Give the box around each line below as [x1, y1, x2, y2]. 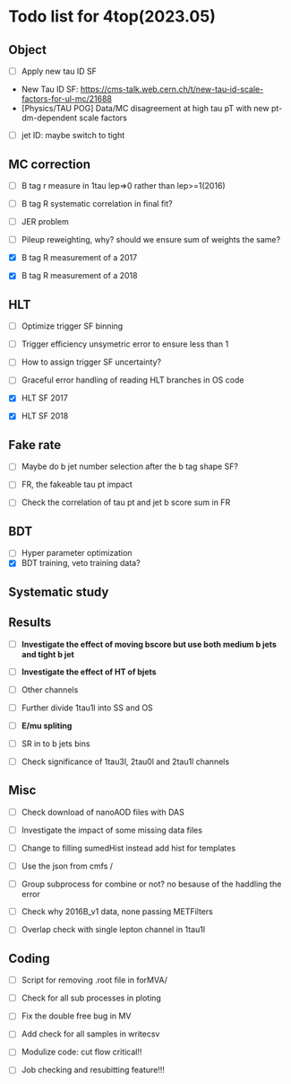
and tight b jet [21, 648, 75, 659]
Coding [8, 950, 50, 966]
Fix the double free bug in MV [21, 1010, 132, 1021]
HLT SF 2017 [21, 392, 68, 403]
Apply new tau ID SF [21, 66, 98, 76]
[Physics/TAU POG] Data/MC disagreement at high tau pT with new [21, 103, 270, 114]
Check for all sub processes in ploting [21, 992, 162, 1003]
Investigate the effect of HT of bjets [21, 666, 158, 677]
